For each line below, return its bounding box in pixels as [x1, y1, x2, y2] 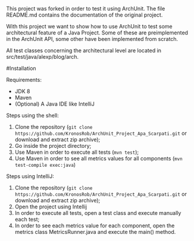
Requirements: [6, 77, 42, 83]
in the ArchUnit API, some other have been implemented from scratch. [6, 36, 179, 42]
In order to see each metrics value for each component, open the [14, 222, 175, 229]
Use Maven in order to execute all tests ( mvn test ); [14, 148, 139, 156]
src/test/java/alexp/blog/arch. [6, 53, 79, 60]
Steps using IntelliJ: [6, 173, 55, 180]
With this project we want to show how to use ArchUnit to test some [6, 23, 173, 30]
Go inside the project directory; [14, 142, 92, 149]
